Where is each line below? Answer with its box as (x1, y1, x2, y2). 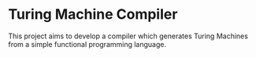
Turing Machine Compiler (8, 5, 178, 23)
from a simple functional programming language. (8, 39, 167, 48)
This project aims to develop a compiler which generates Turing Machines (8, 31, 248, 41)
